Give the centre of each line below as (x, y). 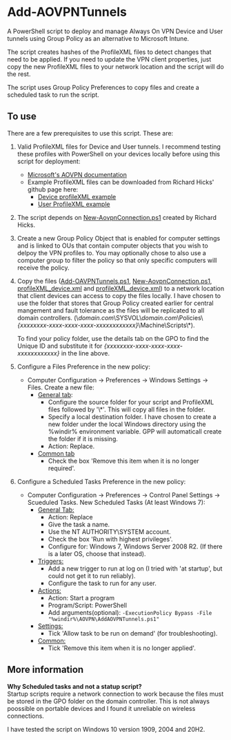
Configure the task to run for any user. (102, 583)
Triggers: (51, 561)
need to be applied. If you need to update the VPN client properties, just (109, 59)
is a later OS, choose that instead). (97, 553)
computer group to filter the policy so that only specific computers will (117, 260)
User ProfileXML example (74, 204)
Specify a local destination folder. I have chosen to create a (132, 416)
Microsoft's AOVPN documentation (77, 174)
